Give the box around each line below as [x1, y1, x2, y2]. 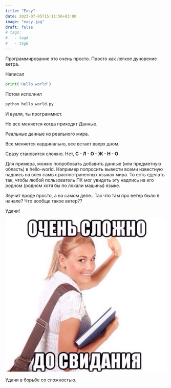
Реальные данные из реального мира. [5, 131, 90, 137]
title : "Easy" [5, 8, 36, 13]
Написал [5, 71, 25, 77]
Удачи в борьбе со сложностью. [5, 377, 77, 383]
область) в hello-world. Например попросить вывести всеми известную [5, 166, 163, 172]
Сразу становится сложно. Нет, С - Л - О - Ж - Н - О [5, 151, 119, 157]
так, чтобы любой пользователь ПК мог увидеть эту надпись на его [5, 177, 154, 183]
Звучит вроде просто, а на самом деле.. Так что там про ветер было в [5, 192, 160, 198]
